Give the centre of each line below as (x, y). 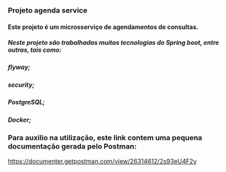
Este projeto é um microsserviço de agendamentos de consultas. (103, 27)
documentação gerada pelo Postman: (72, 146)
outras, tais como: (35, 50)
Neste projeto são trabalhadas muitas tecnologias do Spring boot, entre (114, 43)
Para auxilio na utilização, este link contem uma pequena (105, 137)
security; (21, 84)
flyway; (19, 67)
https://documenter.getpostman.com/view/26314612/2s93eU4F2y (102, 162)
